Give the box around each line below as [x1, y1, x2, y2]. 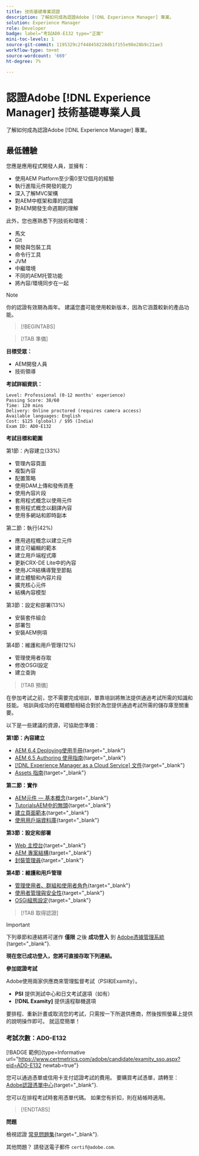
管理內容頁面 [14, 460, 46, 467]
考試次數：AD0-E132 [6, 1034, 67, 1042]
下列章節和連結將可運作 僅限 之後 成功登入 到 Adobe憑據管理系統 [6, 933, 165, 941]
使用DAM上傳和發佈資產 [14, 482, 74, 490]
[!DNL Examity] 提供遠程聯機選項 [14, 998, 97, 1005]
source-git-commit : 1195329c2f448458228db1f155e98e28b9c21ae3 [6, 42, 163, 48]
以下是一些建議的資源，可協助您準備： [6, 722, 99, 729]
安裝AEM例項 [14, 629, 47, 636]
